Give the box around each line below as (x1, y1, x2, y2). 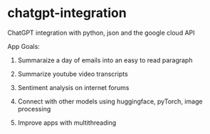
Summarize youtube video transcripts (17, 69, 128, 78)
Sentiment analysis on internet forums (17, 83, 130, 91)
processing (17, 104, 51, 113)
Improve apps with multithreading (17, 118, 117, 127)
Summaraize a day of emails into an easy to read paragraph (17, 55, 193, 65)
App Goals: (7, 42, 41, 50)
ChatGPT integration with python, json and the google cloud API (7, 28, 195, 37)
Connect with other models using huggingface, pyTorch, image (17, 97, 203, 106)
